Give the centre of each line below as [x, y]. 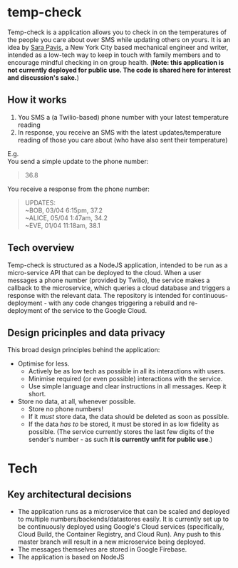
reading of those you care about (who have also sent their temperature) [123, 140]
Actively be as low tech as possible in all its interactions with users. [127, 371]
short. [37, 394]
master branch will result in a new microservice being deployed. [112, 542]
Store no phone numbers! [66, 409]
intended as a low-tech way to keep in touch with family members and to [114, 55]
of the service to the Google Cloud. [95, 310]
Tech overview [41, 248]
